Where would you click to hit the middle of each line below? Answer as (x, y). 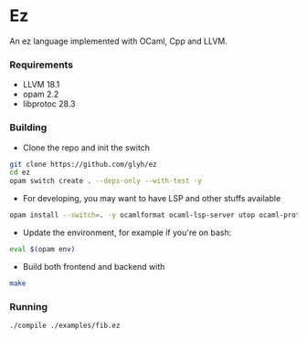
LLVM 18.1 (41, 85)
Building (28, 128)
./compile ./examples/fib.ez (65, 326)
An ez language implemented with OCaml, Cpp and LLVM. (119, 41)
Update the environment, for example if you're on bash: (127, 232)
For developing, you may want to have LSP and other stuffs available (152, 199)
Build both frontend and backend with (94, 266)
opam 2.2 (41, 94)
